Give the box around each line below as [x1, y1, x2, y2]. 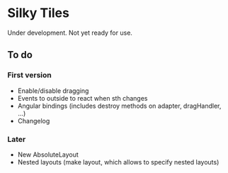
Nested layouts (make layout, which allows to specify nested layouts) [17, 157, 220, 166]
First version [7, 70, 52, 80]
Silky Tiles [7, 5, 69, 21]
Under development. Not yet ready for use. [7, 28, 133, 37]
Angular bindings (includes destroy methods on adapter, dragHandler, [17, 101, 222, 110]
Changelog [17, 116, 50, 125]
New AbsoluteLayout [17, 150, 79, 159]
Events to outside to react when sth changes [17, 94, 148, 102]
